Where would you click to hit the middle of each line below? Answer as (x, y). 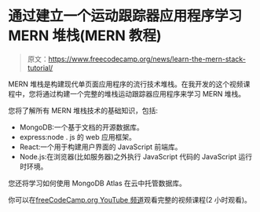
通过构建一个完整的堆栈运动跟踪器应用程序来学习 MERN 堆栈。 (144, 93)
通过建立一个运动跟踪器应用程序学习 (125, 16)
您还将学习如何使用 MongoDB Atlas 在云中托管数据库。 (97, 183)
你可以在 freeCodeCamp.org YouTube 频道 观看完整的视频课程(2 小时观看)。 (130, 199)
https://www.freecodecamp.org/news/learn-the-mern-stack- (147, 59)
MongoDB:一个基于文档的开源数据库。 (81, 127)
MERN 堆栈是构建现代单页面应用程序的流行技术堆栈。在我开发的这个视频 (126, 84)
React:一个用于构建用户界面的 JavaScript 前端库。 (101, 147)
